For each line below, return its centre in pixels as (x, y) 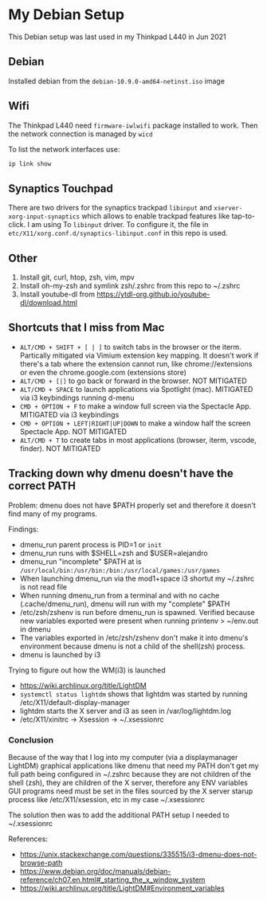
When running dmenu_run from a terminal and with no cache (120, 595)
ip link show (30, 164)
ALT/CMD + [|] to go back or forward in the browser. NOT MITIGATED (133, 381)
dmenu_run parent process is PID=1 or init (90, 544)
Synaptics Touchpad (61, 188)
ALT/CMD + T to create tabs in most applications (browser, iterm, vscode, (138, 440)
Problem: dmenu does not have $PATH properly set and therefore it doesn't (132, 505)
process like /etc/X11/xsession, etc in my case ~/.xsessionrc (107, 799)
